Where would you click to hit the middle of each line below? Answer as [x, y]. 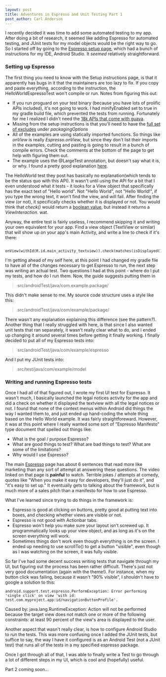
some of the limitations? [37, 449]
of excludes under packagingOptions [50, 129]
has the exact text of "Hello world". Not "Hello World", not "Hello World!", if [81, 191]
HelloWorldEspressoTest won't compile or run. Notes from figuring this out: [82, 93]
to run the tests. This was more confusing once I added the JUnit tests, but [81, 634]
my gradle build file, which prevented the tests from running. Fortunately [86, 113]
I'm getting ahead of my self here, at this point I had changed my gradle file [82, 260]
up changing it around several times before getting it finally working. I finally [82, 335]
